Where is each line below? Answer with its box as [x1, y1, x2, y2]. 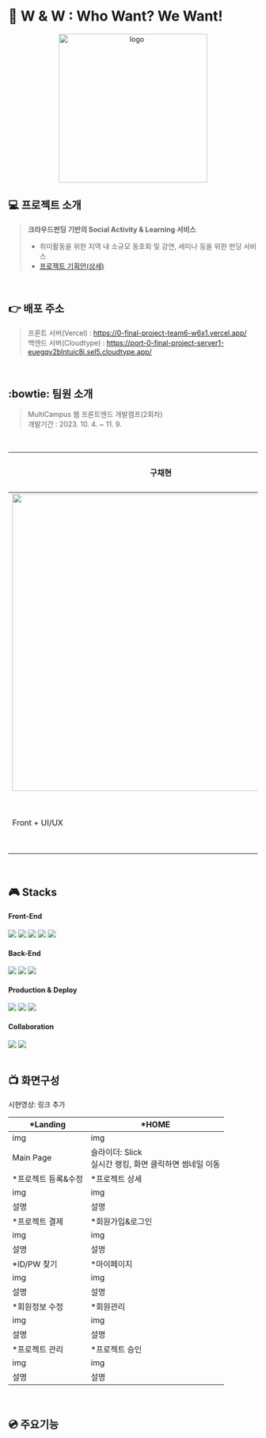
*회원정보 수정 [12, 1302, 63, 1313]
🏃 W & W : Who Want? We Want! [8, 7, 223, 25]
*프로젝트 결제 [12, 1216, 63, 1227]
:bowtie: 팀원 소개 [8, 387, 93, 400]
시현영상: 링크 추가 [8, 1100, 66, 1109]
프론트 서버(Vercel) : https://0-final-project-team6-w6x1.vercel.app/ [27, 328, 247, 338]
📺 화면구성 [8, 1073, 60, 1087]
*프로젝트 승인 [90, 1344, 142, 1355]
